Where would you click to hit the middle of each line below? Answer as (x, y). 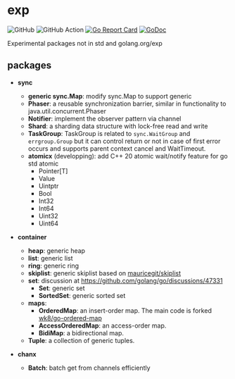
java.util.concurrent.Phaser (67, 111)
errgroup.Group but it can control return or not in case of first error (124, 141)
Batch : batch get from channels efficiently (89, 368)
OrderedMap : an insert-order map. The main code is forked (125, 310)
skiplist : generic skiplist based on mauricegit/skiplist (104, 273)
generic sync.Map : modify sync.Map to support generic (110, 96)
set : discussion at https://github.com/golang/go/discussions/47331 (125, 280)
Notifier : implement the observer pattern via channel (104, 118)
